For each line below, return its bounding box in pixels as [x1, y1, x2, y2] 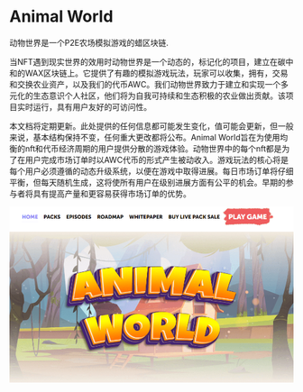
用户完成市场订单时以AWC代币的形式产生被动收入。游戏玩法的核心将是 [24, 154, 289, 165]
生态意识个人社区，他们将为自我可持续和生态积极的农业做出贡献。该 [32, 90, 286, 101]
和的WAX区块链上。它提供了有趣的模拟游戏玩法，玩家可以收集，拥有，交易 [9, 68, 289, 78]
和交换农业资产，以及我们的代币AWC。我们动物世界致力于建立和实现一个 [9, 78, 281, 89]
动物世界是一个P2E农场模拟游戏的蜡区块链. [9, 37, 169, 48]
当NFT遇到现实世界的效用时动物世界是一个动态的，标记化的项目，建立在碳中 [9, 56, 294, 67]
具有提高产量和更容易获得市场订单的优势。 [32, 187, 191, 199]
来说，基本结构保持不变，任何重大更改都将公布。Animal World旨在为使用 [9, 132, 280, 142]
